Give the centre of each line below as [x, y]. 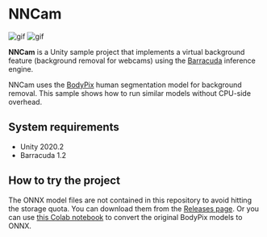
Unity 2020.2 [42, 147]
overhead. [25, 102]
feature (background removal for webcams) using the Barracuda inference [132, 60]
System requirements [64, 127]
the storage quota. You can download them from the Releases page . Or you [134, 208]
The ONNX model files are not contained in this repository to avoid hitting [130, 200]
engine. [21, 69]
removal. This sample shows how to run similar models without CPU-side [130, 93]
